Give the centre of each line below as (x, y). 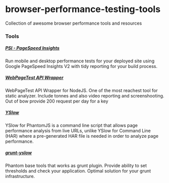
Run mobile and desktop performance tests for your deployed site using (80, 61)
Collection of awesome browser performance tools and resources (74, 23)
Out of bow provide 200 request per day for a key (57, 101)
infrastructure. (20, 176)
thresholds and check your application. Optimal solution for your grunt (78, 171)
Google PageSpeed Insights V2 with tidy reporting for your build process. (81, 66)
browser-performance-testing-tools (83, 9)
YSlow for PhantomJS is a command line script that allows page (71, 125)
